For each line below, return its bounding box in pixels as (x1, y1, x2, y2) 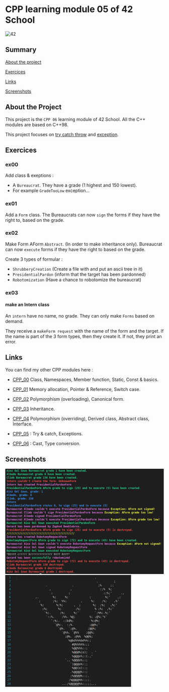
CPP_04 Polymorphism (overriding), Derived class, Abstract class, (12, 415, 150, 421)
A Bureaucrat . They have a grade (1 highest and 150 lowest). (12, 182, 137, 188)
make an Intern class (5, 301, 50, 308)
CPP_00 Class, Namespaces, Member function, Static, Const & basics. (12, 376, 159, 383)
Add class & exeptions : (5, 172, 54, 178)
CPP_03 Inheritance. (12, 406, 55, 412)
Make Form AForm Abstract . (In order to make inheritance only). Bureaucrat (5, 241, 162, 247)
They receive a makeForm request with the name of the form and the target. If (5, 328, 164, 334)
